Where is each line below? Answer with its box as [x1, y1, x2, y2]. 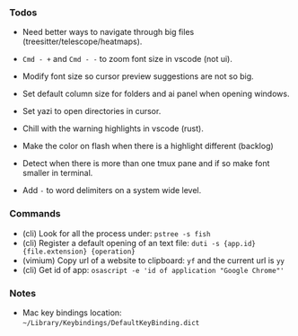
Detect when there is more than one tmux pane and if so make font [22, 158, 270, 169]
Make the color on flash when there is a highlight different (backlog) [22, 141, 274, 152]
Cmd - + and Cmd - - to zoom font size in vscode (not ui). [22, 54, 233, 65]
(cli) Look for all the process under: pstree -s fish [22, 227, 211, 239]
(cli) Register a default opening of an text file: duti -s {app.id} [22, 237, 257, 248]
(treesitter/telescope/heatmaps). [22, 36, 143, 47]
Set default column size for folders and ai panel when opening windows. [22, 88, 290, 100]
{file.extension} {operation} [22, 247, 136, 256]
